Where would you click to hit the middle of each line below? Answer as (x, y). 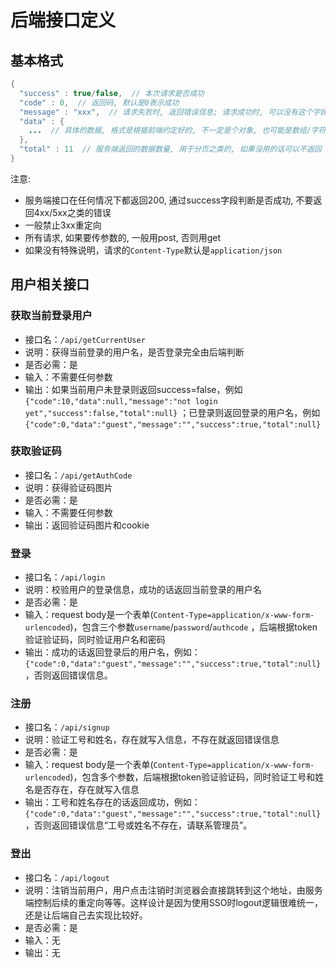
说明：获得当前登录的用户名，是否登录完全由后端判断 (134, 352)
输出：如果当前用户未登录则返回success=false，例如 (133, 389)
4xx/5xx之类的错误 (72, 212)
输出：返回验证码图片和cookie (87, 525)
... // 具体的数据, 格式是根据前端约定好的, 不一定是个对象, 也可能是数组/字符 (177, 131)
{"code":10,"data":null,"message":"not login (121, 401)
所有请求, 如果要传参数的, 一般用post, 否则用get (122, 237)
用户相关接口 (50, 284)
